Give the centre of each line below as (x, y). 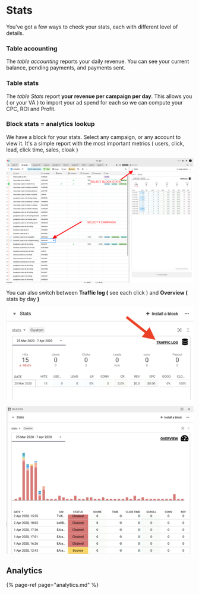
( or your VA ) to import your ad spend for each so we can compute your (94, 102)
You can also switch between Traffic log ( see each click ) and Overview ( (97, 293)
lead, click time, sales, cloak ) (42, 150)
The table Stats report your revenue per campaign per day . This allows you (99, 96)
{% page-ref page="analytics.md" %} (53, 585)
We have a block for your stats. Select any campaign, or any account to (94, 137)
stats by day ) (23, 299)
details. (15, 33)
